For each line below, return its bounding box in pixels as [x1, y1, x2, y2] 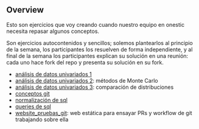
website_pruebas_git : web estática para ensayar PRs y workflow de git [15, 109, 193, 116]
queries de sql [15, 103, 52, 110]
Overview [6, 5, 44, 15]
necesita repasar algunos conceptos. [6, 27, 99, 35]
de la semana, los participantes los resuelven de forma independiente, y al [6, 46, 193, 53]
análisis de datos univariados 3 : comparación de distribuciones [15, 83, 174, 91]
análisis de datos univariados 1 [15, 70, 93, 78]
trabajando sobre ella [15, 116, 69, 123]
